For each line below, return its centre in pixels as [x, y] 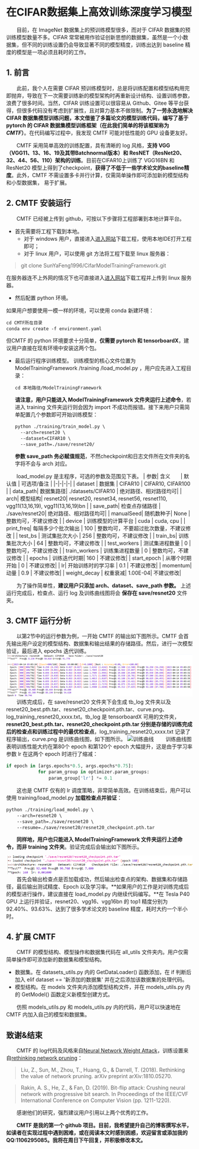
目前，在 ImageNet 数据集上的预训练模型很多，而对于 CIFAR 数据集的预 [104, 30]
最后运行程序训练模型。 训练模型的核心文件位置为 [75, 360]
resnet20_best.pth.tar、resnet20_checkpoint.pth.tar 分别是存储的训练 [94, 724]
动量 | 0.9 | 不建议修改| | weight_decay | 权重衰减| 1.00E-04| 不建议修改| [94, 573]
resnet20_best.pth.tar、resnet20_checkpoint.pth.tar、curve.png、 [87, 709]
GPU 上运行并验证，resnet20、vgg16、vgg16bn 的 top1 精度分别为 [87, 901]
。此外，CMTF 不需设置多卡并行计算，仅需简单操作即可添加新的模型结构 [100, 175]
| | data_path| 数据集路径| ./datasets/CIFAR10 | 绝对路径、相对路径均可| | [94, 491]
